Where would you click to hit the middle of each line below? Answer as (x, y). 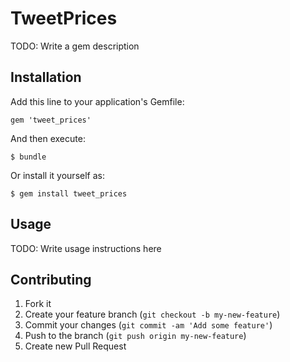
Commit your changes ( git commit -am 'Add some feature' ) (148, 325)
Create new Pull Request (75, 346)
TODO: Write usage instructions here (86, 248)
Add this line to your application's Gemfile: (97, 101)
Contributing (51, 279)
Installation (46, 77)
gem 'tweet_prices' (51, 120)
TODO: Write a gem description (75, 46)
